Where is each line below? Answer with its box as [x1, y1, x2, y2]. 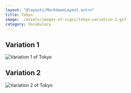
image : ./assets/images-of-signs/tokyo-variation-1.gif [5, 17, 126, 22]
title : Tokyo [5, 12, 33, 17]
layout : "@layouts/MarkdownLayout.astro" [5, 7, 95, 13]
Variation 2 [5, 69, 41, 77]
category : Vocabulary [5, 21, 51, 27]
